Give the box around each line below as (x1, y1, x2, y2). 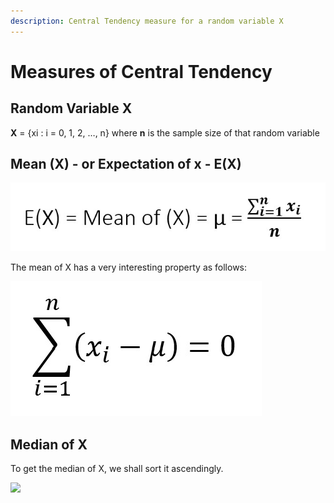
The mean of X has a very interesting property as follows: (10, 261, 248, 274)
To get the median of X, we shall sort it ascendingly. (10, 463, 224, 475)
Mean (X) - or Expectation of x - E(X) (10, 156, 242, 173)
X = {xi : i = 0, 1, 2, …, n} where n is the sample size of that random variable (10, 126, 320, 139)
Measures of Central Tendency (10, 60, 273, 83)
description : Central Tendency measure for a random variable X (10, 16, 284, 26)
